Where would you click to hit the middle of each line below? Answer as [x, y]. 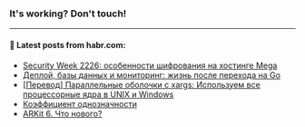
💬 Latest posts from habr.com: [68, 44]
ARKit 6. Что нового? [62, 113]
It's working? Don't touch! [68, 14]
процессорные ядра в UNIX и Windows [98, 94]
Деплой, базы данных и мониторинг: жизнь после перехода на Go [152, 74]
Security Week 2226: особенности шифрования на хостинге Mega [150, 65]
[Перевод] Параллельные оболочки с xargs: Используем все [141, 84]
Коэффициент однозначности [80, 103]
